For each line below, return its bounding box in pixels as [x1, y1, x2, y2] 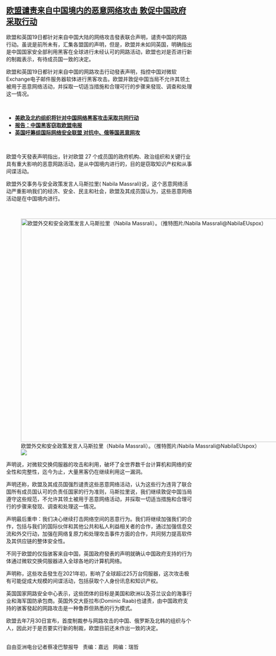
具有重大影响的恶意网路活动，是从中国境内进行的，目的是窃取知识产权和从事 [6, 160, 192, 167]
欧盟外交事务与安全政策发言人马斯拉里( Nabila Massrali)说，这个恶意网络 [6, 180, 183, 187]
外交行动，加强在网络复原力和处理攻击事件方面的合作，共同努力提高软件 [16, 530, 192, 537]
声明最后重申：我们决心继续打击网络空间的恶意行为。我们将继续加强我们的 [6, 515, 187, 522]
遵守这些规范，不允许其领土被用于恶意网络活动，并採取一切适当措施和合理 [6, 495, 187, 503]
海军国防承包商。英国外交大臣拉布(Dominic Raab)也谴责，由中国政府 [16, 597, 183, 604]
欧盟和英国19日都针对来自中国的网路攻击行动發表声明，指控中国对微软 [6, 68, 177, 75]
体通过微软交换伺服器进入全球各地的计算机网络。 [6, 557, 125, 565]
